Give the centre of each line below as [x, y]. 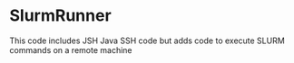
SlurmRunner [60, 16]
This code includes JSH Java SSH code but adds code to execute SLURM [147, 40]
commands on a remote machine [71, 49]
